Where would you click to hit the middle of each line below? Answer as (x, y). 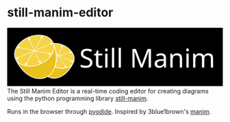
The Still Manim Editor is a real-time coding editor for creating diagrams (108, 91)
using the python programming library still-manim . (78, 98)
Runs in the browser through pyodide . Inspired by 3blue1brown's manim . (109, 111)
